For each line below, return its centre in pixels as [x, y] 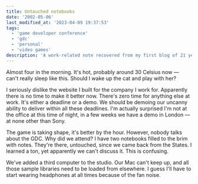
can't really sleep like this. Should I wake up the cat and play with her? [91, 78]
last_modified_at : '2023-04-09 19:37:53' [58, 22]
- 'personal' [27, 45]
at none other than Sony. [36, 121]
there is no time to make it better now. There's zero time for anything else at [98, 96]
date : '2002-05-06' [30, 17]
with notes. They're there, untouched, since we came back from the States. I [99, 145]
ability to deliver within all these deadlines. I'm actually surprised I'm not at [97, 108]
